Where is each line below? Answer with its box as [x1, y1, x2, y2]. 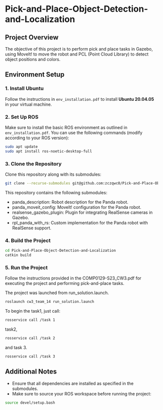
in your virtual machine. [5, 101, 52, 107]
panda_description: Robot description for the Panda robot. [12, 199, 129, 205]
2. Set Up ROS [5, 113, 39, 120]
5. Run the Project [5, 264, 48, 271]
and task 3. [5, 344, 28, 350]
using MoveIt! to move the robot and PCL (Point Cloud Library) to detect [5, 51, 149, 57]
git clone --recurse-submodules [5, 181, 70, 186]
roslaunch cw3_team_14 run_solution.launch [5, 299, 95, 304]
